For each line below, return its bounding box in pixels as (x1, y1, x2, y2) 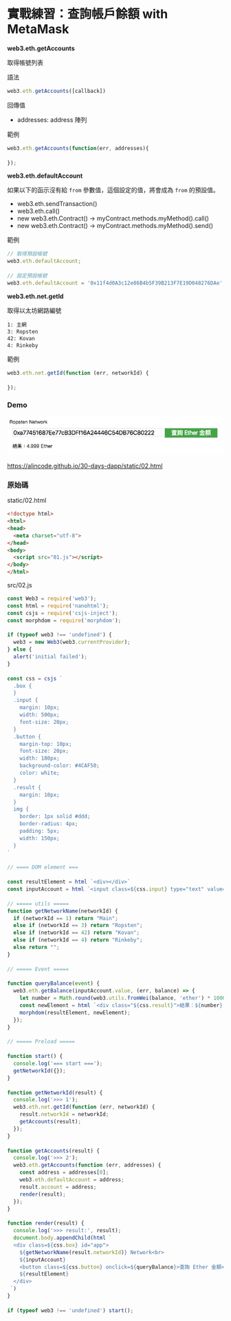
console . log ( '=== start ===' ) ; (13, 1060, 103, 1068)
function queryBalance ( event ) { (7, 980, 100, 987)
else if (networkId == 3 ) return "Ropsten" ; (13, 922, 143, 929)
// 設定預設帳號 (7, 273, 47, 280)
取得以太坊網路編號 (7, 306, 62, 314)
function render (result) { (7, 1220, 85, 1227)
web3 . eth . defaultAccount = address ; (19, 1176, 125, 1183)
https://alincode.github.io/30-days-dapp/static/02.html (7, 461, 163, 470)
